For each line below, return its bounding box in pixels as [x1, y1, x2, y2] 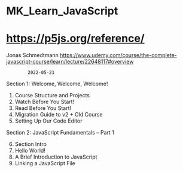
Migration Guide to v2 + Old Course [14, 111, 103, 118]
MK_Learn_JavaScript [6, 4, 118, 18]
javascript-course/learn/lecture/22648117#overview [6, 58, 134, 65]
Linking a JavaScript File [14, 160, 76, 167]
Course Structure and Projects [14, 92, 90, 99]
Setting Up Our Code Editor [14, 117, 83, 124]
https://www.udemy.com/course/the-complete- [59, 52, 178, 59]
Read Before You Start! [14, 105, 72, 112]
